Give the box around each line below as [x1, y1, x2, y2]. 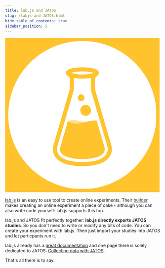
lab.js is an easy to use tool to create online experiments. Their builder [5, 197, 148, 203]
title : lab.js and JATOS [5, 8, 56, 13]
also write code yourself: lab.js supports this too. [5, 208, 105, 214]
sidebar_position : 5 [5, 24, 48, 29]
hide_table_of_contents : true [5, 18, 68, 23]
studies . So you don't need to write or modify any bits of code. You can [5, 223, 151, 229]
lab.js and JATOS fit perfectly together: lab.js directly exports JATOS [5, 217, 147, 223]
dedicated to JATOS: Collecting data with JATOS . [5, 248, 105, 254]
